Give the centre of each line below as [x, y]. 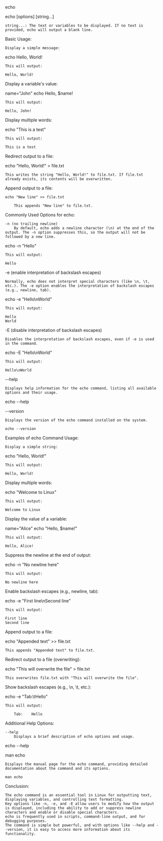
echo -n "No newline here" [32, 565]
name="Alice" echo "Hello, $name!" [41, 528]
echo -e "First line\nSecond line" [38, 601]
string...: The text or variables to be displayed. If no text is [74, 26]
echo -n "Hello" [21, 246]
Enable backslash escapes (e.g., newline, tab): [52, 591]
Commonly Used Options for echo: [40, 215]
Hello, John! [18, 111]
